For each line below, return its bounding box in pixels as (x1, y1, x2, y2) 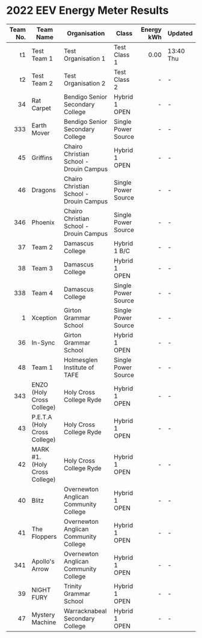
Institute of (64, 363, 94, 372)
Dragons (31, 186, 56, 194)
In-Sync (31, 338, 55, 346)
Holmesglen (64, 355, 98, 364)
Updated (167, 29, 193, 37)
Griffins (31, 153, 53, 162)
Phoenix (31, 218, 55, 226)
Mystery (31, 610, 55, 619)
